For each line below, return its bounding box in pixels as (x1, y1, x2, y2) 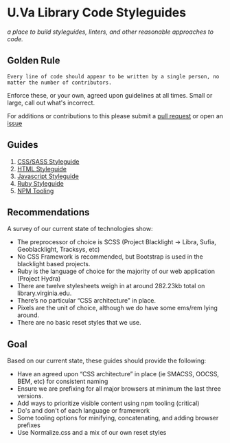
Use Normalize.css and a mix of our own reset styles (16, 429, 167, 437)
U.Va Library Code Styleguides (7, 5, 187, 21)
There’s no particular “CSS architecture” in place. (16, 296, 157, 305)
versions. (16, 392, 43, 400)
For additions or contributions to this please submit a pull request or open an (7, 111, 224, 120)
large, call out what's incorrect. (7, 98, 95, 107)
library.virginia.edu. (16, 289, 72, 297)
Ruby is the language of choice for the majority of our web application (16, 267, 215, 276)
